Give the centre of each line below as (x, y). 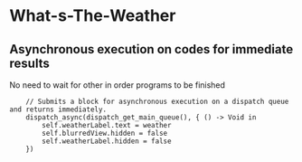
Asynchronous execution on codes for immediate (151, 49)
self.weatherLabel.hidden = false (107, 141)
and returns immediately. (58, 110)
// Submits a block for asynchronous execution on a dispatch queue (157, 101)
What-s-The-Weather (93, 16)
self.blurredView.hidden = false (105, 133)
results (29, 63)
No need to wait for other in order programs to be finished (118, 85)
